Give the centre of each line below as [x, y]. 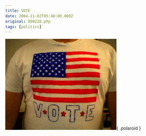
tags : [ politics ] [23, 27]
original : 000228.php [28, 21]
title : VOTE [18, 11]
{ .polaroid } [129, 128]
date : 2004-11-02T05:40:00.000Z [39, 16]
